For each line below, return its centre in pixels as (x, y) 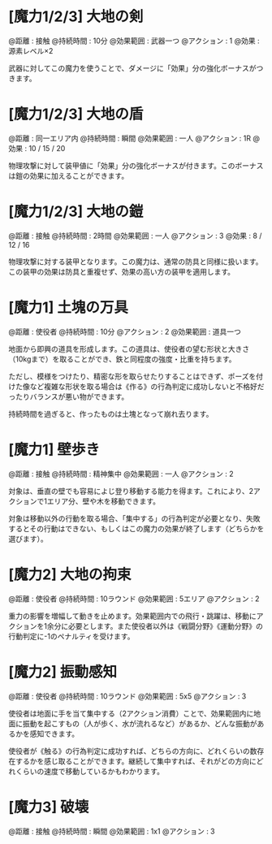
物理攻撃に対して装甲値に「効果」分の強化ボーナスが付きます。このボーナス (136, 165)
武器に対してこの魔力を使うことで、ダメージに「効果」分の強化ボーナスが (132, 68)
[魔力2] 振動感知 (63, 672)
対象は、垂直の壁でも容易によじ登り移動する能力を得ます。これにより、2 (131, 491)
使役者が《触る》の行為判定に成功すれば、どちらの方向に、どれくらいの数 (133, 751)
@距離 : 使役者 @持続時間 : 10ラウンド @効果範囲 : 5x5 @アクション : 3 (127, 696)
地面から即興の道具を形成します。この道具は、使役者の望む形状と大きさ (129, 348)
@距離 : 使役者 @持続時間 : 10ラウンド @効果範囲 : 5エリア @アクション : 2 (134, 599)
